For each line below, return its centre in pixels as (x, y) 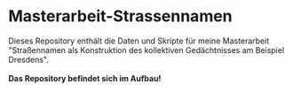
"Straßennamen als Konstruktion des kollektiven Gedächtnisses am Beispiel (146, 50)
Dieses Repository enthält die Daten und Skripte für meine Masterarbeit (139, 41)
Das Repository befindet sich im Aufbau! (85, 78)
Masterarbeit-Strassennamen (120, 16)
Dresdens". (29, 59)
